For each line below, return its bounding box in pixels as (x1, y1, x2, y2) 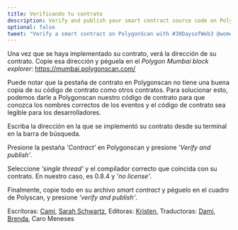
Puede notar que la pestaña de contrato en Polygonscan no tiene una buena (7, 79, 230, 87)
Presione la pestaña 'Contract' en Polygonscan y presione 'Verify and (7, 143, 211, 152)
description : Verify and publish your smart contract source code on (7, 17, 217, 24)
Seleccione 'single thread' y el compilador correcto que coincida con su (7, 164, 217, 173)
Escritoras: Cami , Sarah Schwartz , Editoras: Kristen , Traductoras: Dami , (7, 207, 216, 216)
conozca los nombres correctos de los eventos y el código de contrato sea (7, 100, 226, 110)
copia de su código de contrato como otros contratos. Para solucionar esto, (7, 86, 228, 94)
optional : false (7, 23, 55, 30)
